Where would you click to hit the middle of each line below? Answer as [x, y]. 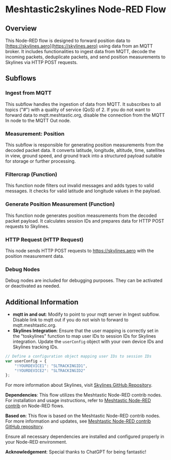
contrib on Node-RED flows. [35, 406]
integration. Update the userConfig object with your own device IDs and [88, 341]
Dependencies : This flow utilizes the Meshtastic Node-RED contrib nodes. [84, 395]
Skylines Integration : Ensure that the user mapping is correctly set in [86, 331]
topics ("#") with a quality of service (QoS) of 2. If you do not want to [78, 109]
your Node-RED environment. [36, 442]
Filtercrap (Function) [31, 174]
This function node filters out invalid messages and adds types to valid [80, 186]
